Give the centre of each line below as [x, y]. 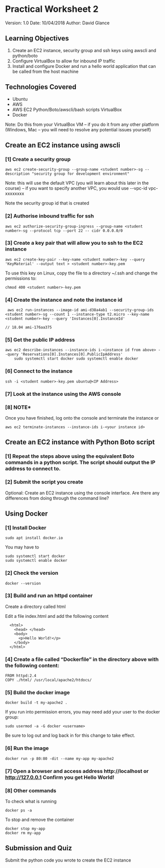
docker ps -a [19, 810]
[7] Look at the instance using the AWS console [63, 394]
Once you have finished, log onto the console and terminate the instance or [82, 418]
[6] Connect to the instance [39, 371]
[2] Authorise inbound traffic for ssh [50, 216]
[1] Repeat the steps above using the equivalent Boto [70, 456]
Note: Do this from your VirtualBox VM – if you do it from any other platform [82, 124]
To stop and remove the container [40, 819]
